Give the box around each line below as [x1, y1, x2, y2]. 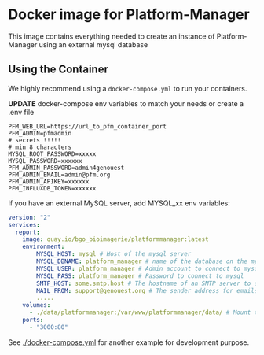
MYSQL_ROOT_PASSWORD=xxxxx [8, 150, 97, 158]
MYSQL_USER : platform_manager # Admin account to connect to [36, 264, 241, 272]
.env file [8, 107, 35, 116]
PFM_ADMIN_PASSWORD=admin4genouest [8, 164, 125, 172]
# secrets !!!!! [8, 136, 61, 144]
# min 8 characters [8, 143, 72, 151]
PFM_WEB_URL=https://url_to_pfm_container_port [8, 122, 167, 131]
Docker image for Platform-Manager [8, 6, 250, 24]
